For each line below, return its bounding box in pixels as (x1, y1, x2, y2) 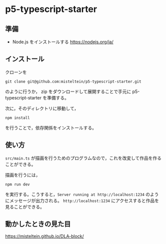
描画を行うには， (5, 171, 40, 178)
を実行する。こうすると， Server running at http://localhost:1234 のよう (5, 191, 159, 197)
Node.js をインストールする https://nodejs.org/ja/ (12, 39, 114, 44)
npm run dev (5, 181, 30, 187)
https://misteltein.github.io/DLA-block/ (5, 233, 84, 239)
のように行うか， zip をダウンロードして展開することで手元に (5, 88, 131, 94)
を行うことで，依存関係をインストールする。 (5, 124, 97, 130)
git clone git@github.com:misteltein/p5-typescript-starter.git (5, 79, 142, 84)
